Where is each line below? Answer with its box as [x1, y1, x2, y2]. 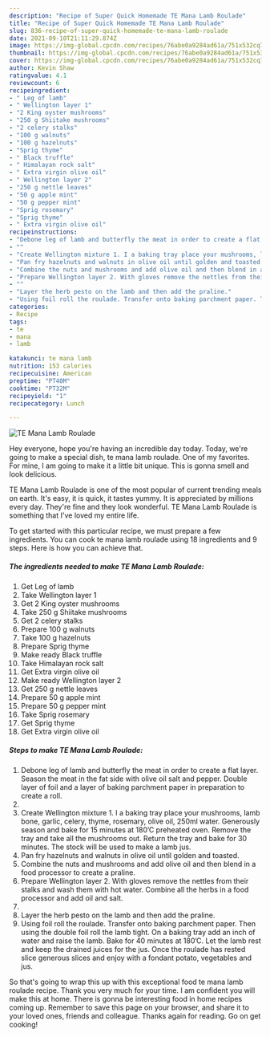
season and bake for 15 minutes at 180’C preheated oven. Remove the [20, 825, 252, 835]
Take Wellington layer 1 [20, 591, 97, 600]
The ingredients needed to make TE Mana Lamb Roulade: [9, 561, 205, 571]
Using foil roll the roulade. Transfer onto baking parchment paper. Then [20, 919, 256, 929]
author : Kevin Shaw [9, 64, 75, 72]
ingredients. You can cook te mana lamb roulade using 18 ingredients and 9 [9, 535, 257, 544]
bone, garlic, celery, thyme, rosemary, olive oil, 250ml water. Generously [20, 816, 260, 827]
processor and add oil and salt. [20, 893, 123, 903]
